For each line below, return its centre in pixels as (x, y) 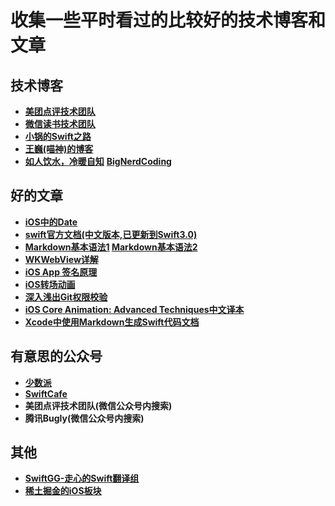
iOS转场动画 (50, 284)
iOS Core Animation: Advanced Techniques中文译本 (134, 309)
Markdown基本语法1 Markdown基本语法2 (111, 247)
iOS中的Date (51, 222)
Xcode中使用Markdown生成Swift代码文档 (112, 322)
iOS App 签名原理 (61, 272)
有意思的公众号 (56, 356)
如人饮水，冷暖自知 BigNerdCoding (98, 161)
